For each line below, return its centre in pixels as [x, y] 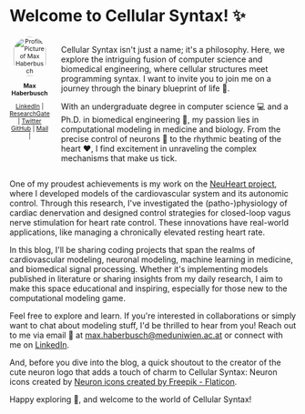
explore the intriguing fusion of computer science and [162, 59]
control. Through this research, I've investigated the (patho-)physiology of [149, 203]
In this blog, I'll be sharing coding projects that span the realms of [132, 249]
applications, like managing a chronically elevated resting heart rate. [137, 232]
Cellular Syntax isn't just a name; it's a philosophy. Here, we [173, 49]
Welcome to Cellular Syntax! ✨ [127, 16]
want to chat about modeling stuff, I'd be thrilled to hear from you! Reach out [153, 325]
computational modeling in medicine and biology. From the [171, 129]
